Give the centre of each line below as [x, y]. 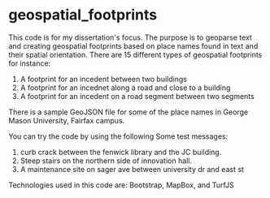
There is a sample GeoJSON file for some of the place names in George [128, 112]
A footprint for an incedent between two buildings [103, 79]
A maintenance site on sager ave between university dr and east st [132, 169]
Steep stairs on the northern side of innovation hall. [106, 161]
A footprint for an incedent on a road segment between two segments [137, 96]
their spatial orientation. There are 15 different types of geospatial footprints [135, 54]
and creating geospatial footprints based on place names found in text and [133, 45]
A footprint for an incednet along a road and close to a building [125, 88]
